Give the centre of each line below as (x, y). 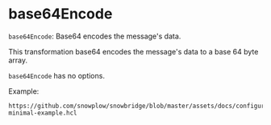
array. (18, 60)
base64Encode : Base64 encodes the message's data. (95, 36)
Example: (24, 91)
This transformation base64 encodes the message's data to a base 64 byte (133, 51)
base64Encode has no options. (56, 75)
